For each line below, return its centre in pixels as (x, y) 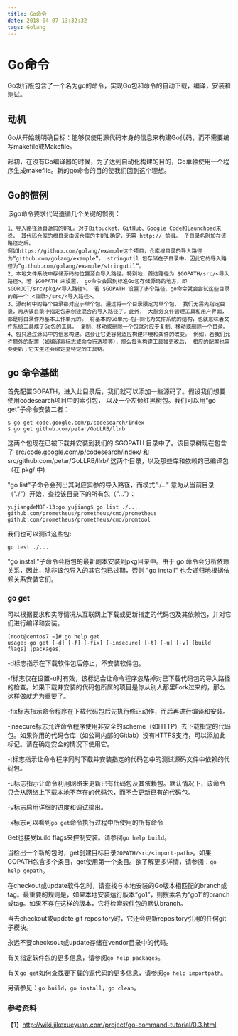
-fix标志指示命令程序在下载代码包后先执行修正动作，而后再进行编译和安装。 (118, 712)
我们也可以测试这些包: (40, 534)
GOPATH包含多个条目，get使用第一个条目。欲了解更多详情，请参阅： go (112, 862)
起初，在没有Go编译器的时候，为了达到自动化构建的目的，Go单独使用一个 (115, 162)
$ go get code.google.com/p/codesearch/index (76, 423)
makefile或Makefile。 (44, 147)
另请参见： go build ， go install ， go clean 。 (74, 988)
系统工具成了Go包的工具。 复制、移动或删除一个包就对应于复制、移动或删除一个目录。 (120, 327)
